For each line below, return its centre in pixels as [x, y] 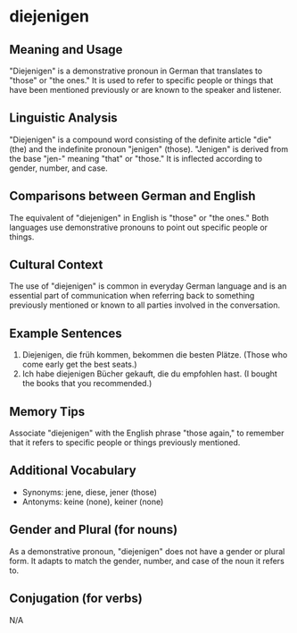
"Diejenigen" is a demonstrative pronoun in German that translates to [136, 71]
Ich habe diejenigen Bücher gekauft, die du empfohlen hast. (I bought [150, 374]
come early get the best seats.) [79, 365]
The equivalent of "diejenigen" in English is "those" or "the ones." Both [139, 217]
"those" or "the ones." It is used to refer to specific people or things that [141, 80]
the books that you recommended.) [87, 384]
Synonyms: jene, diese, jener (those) [90, 492]
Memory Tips [47, 412]
